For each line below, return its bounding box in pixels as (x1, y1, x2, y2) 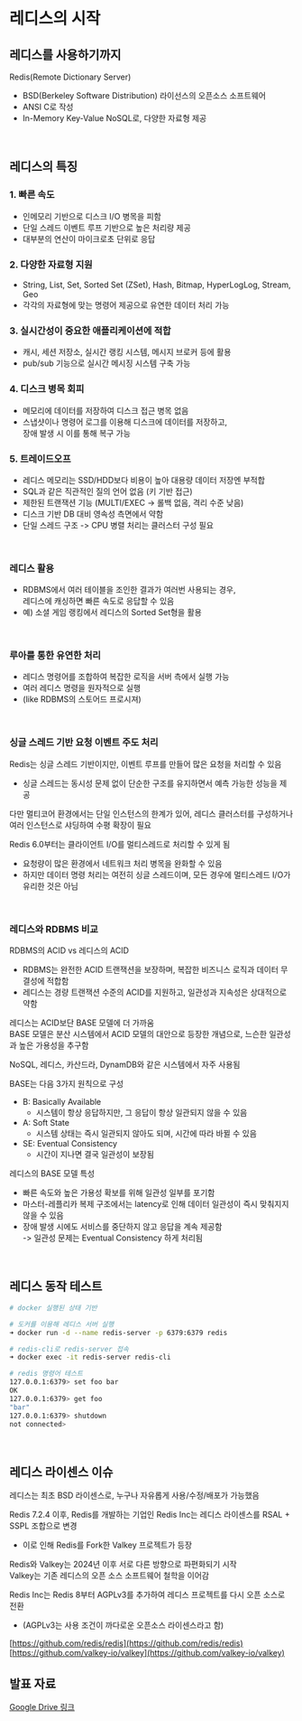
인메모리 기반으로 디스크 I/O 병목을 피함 (22, 210, 162, 221)
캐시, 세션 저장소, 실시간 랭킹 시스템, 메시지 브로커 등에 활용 (22, 347, 232, 358)
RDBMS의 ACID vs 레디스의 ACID (9, 945, 129, 956)
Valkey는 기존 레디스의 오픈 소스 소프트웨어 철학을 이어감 (9, 1570, 210, 1581)
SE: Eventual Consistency (22, 1138, 118, 1149)
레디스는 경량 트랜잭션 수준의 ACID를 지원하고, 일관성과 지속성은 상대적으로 (22, 987, 287, 998)
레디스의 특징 (9, 159, 78, 174)
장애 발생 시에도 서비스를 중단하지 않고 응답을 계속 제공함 (22, 1221, 223, 1232)
